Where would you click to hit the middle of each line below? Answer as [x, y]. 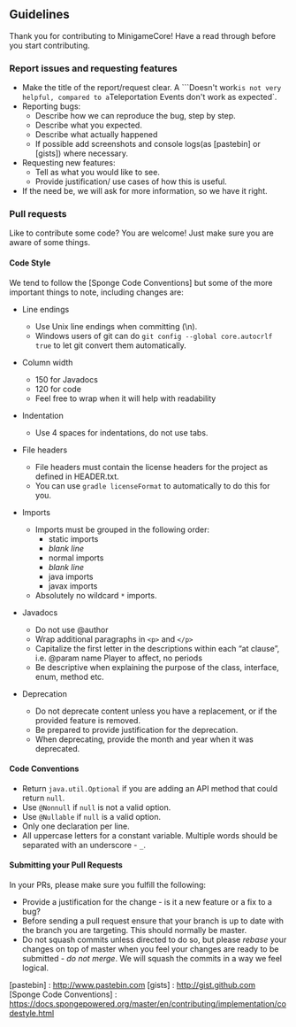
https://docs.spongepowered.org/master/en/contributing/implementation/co [148, 1004]
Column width [47, 362]
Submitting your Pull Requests [66, 865]
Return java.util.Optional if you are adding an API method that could [150, 788]
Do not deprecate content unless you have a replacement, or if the [156, 711]
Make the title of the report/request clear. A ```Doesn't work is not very [152, 88]
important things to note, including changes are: [96, 292]
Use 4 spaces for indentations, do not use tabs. [121, 432]
